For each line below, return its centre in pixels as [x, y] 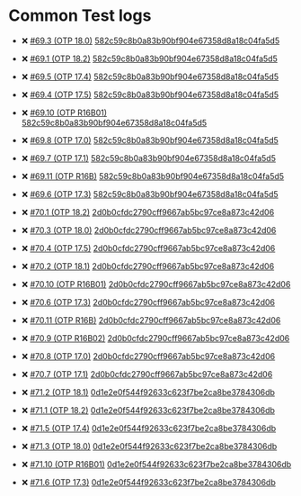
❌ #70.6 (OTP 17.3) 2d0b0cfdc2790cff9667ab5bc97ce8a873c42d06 [148, 302]
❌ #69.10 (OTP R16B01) [64, 113]
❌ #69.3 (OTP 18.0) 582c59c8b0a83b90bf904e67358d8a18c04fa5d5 [150, 41]
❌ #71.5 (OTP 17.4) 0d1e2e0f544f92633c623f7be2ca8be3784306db [149, 428]
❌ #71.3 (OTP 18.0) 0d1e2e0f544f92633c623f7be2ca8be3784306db [149, 446]
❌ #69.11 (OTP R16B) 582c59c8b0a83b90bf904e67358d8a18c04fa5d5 [153, 176]
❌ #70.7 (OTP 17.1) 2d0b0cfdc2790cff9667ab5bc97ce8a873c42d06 [147, 374]
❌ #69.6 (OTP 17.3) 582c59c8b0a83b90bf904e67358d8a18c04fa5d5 [150, 194]
